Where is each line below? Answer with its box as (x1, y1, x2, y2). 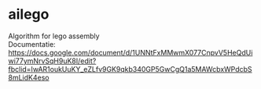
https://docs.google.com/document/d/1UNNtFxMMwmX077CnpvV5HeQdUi (8, 48, 253, 57)
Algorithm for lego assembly (8, 31, 100, 41)
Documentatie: (8, 39, 57, 48)
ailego (8, 5, 50, 23)
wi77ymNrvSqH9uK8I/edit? (8, 56, 97, 66)
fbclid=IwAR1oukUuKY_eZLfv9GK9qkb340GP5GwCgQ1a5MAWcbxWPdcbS (8, 64, 253, 73)
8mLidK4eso (8, 73, 50, 82)
